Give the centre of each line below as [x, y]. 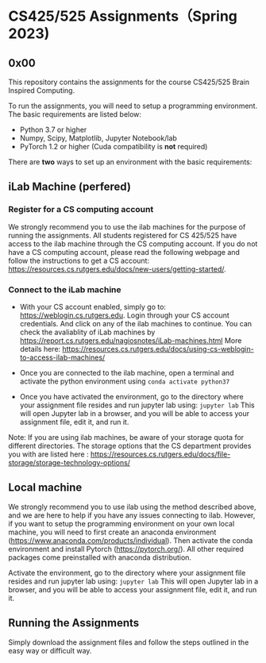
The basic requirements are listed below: [75, 114]
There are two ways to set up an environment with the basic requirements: [130, 162]
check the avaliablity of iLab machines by [87, 332]
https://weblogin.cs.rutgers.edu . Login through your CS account [125, 315]
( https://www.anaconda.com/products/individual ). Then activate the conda [131, 540]
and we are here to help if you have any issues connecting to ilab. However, [132, 515]
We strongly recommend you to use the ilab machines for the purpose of [127, 226]
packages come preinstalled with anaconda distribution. [100, 557]
